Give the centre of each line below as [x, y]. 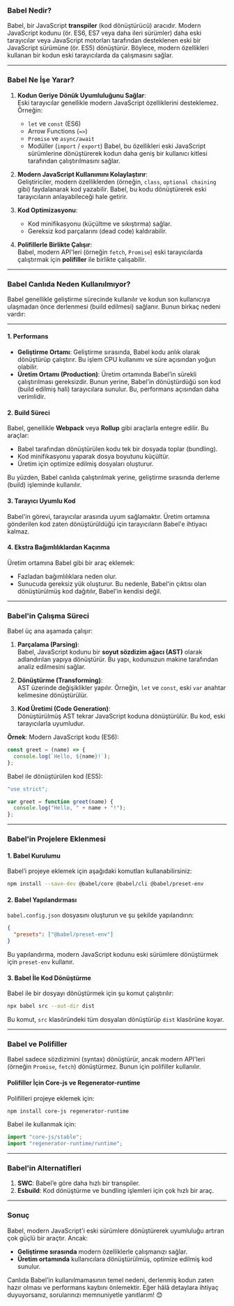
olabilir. [28, 367]
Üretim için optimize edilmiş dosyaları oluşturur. [85, 464]
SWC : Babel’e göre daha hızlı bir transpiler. [79, 1183]
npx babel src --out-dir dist [51, 1006]
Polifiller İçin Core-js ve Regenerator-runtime [74, 1083]
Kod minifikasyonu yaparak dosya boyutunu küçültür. [94, 457]
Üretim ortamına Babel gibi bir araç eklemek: [71, 563]
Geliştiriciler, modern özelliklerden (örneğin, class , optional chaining [117, 182]
